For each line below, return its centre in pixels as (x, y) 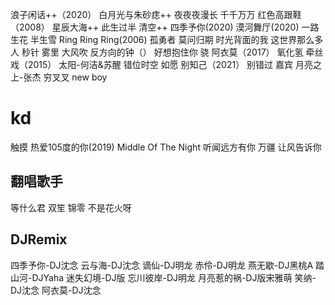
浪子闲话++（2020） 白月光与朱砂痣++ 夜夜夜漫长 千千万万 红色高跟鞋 (156, 14)
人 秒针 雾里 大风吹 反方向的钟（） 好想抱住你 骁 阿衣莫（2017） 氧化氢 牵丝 (167, 52)
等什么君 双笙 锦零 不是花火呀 (71, 207)
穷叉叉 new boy (75, 77)
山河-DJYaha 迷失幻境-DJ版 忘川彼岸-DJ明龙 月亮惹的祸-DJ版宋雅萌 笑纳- (163, 277)
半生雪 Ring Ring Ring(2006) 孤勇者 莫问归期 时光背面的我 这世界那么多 (176, 39)
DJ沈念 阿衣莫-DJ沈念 (56, 290)
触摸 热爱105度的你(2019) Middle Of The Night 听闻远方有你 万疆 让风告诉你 (166, 147)
